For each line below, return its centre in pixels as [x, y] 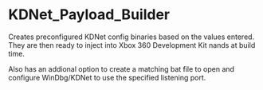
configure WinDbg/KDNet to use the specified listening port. [107, 77]
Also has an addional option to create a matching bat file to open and [122, 68]
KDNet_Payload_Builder [89, 15]
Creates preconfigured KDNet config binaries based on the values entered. [131, 37]
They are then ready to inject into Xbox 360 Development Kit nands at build [132, 45]
